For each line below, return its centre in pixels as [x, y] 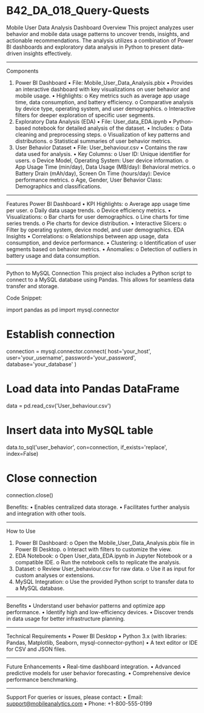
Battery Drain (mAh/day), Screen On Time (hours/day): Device [93, 173]
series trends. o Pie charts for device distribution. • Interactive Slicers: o [97, 223]
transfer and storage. [33, 286]
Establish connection [61, 334]
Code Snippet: [24, 298]
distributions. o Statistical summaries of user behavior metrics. [93, 141]
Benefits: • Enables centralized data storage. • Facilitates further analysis [98, 507]
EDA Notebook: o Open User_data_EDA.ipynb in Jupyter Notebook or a [104, 556]
